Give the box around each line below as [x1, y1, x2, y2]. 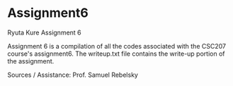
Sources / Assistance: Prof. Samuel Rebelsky [7, 70, 138, 79]
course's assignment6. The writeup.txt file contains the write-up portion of [7, 49, 225, 58]
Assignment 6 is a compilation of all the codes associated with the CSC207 [7, 42, 227, 50]
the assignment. [7, 56, 55, 65]
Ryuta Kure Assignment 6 [7, 28, 81, 37]
